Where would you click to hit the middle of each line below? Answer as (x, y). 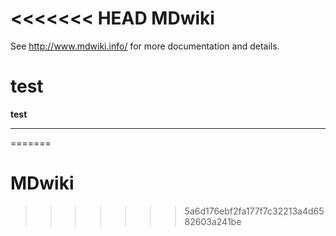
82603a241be (213, 221)
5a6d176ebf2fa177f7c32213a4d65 (254, 211)
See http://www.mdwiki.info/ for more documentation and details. (145, 46)
